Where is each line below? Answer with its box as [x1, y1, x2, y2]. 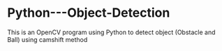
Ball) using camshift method [7, 35, 88, 43]
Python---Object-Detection [7, 5, 170, 21]
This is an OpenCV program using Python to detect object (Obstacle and [7, 28, 216, 36]
